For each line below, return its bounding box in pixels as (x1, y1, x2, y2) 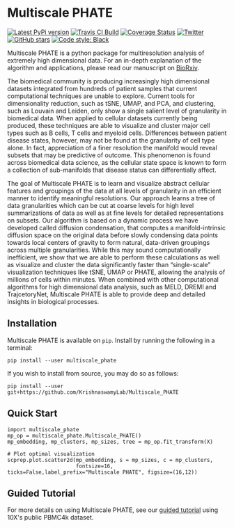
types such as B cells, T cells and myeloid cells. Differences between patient (7, 129, 227, 137)
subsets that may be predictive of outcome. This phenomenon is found (7, 151, 211, 159)
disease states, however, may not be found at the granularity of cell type (7, 136, 215, 144)
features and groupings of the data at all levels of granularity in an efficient (7, 186, 221, 195)
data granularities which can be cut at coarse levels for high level (7, 201, 194, 209)
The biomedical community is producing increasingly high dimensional (7, 77, 210, 85)
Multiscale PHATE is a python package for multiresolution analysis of (7, 49, 205, 57)
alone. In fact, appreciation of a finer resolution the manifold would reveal (7, 143, 217, 152)
